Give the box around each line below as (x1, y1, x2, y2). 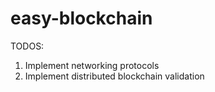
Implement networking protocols (24, 59, 160, 71)
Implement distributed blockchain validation (24, 70, 205, 82)
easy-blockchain (10, 7, 153, 30)
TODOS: (10, 40, 45, 52)
